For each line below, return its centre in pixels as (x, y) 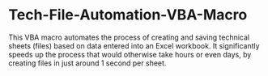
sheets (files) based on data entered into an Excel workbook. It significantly (134, 45)
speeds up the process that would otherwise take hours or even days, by (130, 54)
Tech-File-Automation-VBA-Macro (128, 15)
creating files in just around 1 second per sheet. (87, 63)
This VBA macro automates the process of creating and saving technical (129, 37)
